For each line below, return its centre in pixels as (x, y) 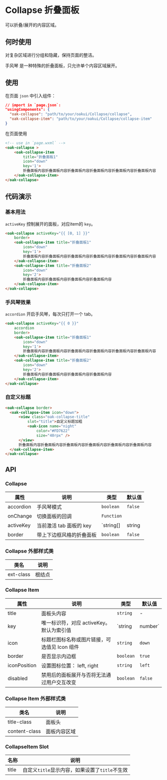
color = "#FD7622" (53, 431)
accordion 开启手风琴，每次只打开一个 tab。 (50, 314)
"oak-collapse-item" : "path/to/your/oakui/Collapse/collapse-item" (81, 119)
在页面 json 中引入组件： (31, 95)
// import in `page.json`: (33, 105)
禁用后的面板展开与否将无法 (74, 675)
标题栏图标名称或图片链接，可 (76, 639)
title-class (20, 722)
